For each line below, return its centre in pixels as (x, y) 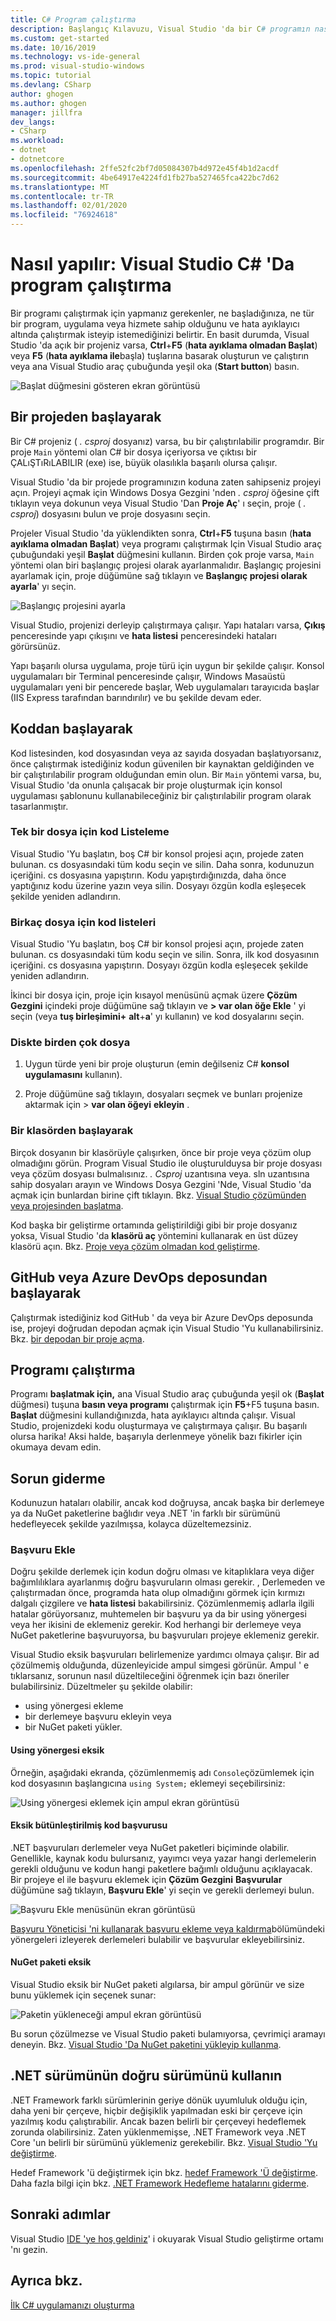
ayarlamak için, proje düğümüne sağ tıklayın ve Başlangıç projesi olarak (159, 575)
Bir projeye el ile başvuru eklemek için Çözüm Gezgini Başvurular (146, 1879)
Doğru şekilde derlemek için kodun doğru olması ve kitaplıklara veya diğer (162, 1572)
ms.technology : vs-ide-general (75, 57)
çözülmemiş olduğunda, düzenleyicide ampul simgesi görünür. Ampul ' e (160, 1665)
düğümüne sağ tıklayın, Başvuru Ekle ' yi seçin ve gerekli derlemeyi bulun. (162, 1890)
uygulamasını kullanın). (73, 1075)
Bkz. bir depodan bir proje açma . (77, 1338)
